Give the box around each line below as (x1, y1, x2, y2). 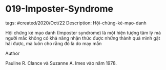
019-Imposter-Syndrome (5, 3, 114, 15)
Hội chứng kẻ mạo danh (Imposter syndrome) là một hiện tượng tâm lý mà (5, 29, 161, 36)
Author (5, 50, 20, 56)
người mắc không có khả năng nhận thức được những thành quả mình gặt (5, 35, 160, 41)
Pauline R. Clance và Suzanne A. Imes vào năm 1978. (5, 60, 117, 66)
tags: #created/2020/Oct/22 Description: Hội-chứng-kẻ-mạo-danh (5, 20, 147, 26)
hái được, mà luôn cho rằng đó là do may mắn (5, 40, 102, 46)
